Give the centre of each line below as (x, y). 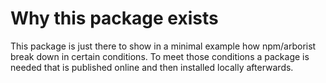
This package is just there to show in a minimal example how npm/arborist (163, 46)
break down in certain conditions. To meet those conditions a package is (160, 56)
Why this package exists (114, 18)
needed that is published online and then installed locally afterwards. (152, 67)
